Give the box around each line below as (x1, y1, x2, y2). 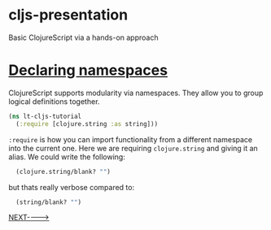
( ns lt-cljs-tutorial (8, 112, 82, 120)
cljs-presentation (8, 6, 129, 24)
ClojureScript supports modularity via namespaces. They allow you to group (8, 88, 264, 98)
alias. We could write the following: (8, 152, 126, 162)
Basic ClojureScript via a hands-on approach (8, 33, 159, 42)
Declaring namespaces (8, 61, 168, 80)
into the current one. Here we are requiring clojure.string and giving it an (8, 143, 258, 153)
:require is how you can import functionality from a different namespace (8, 134, 253, 144)
